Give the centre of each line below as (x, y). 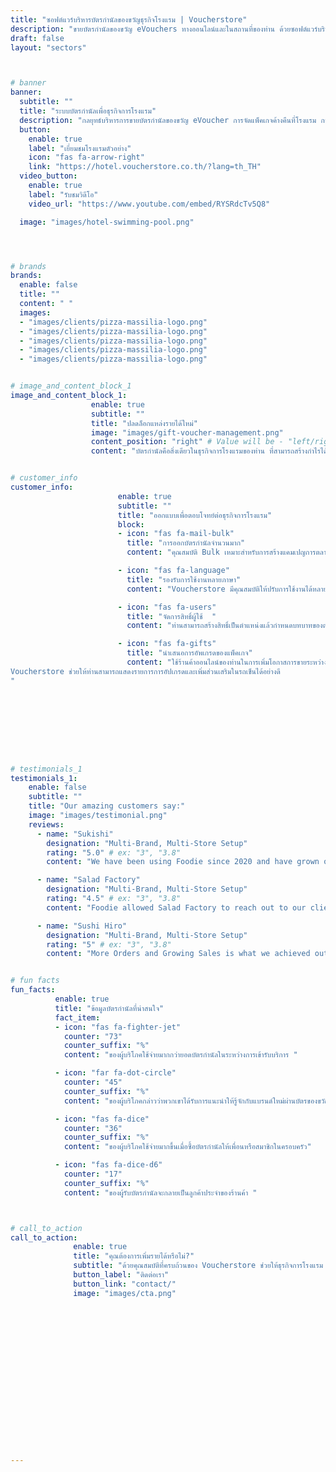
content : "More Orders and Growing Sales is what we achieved (178, 954)
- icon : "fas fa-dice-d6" (108, 1165)
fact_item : (77, 1017)
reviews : (46, 824)
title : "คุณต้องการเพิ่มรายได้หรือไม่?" (134, 1256)
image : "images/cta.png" (125, 1293)
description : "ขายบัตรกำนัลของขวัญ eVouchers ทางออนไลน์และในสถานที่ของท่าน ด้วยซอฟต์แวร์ (164, 29)
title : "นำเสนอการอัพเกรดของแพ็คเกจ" (189, 653)
